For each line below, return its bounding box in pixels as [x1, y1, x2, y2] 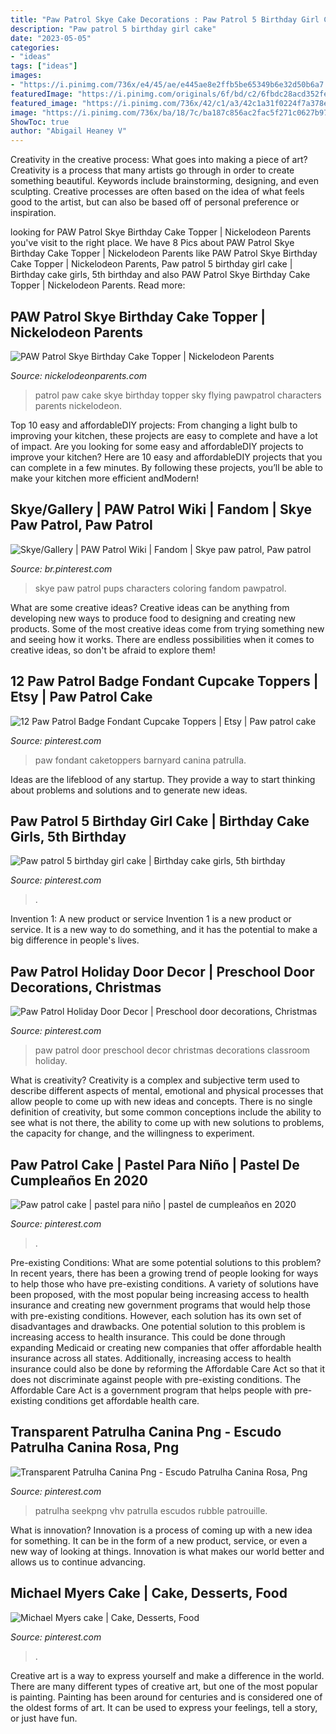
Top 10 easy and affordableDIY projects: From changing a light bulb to [10, 419, 298, 431]
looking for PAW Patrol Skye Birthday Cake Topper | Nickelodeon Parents [10, 226, 312, 238]
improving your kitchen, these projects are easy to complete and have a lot [10, 429, 318, 441]
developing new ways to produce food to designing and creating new [10, 612, 297, 624]
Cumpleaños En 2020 [10, 1172, 148, 1189]
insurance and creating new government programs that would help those [10, 1299, 311, 1311]
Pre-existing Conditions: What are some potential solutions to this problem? [10, 1257, 322, 1268]
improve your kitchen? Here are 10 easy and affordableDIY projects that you [10, 451, 323, 463]
